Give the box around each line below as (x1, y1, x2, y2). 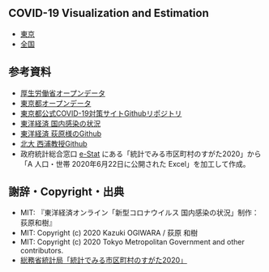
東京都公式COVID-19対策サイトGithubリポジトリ (19, 108, 182, 118)
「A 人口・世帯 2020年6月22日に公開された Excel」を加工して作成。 (19, 159, 250, 168)
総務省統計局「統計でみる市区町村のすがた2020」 (19, 255, 188, 266)
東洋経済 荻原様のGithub (19, 129, 102, 138)
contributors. (19, 246, 64, 256)
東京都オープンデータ (19, 98, 92, 108)
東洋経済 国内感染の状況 (19, 118, 101, 128)
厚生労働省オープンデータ (19, 88, 105, 98)
